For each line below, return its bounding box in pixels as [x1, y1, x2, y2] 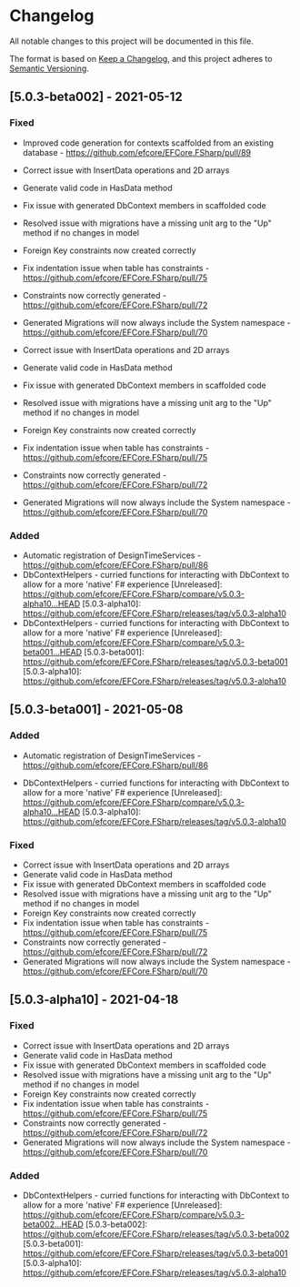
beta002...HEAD [22, 1219, 84, 1230]
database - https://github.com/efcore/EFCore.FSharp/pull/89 [22, 147, 252, 157]
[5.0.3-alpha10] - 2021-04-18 [9, 992, 179, 1008]
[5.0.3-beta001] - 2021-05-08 [9, 702, 184, 717]
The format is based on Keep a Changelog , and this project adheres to [9, 53, 273, 64]
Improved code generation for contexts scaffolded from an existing [22, 137, 275, 148]
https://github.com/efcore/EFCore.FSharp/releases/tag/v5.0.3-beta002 [22, 1228, 290, 1239]
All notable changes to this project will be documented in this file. [9, 35, 255, 46]
